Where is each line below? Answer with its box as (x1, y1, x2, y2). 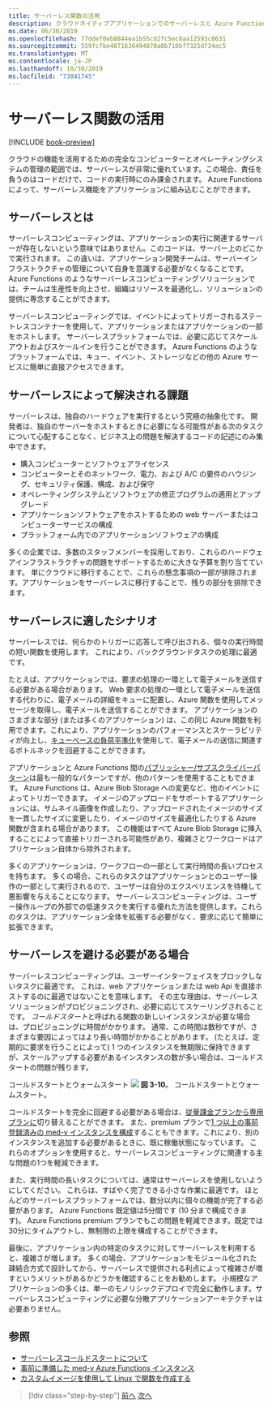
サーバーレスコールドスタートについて (19, 1353, 148, 1363)
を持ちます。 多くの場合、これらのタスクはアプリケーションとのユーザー (8, 872, 251, 881)
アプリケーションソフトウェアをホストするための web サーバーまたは (19, 510, 252, 519)
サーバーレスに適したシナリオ (8, 614, 158, 627)
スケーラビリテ (212, 726, 263, 734)
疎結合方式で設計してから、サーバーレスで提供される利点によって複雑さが (8, 1263, 257, 1272)
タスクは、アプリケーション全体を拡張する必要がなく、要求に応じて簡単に (15, 912, 264, 921)
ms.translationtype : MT (8, 50, 89, 58)
